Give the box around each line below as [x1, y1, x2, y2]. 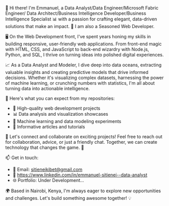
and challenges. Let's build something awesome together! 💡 [5, 195, 132, 201]
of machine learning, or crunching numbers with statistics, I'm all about [5, 80, 155, 86]
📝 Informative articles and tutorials [12, 124, 85, 130]
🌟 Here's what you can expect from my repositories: [5, 95, 115, 101]
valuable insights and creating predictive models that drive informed [5, 69, 149, 75]
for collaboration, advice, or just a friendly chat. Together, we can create [5, 139, 157, 145]
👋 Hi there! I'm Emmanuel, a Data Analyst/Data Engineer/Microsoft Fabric [5, 5, 159, 11]
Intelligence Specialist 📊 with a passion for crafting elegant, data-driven [5, 16, 157, 22]
